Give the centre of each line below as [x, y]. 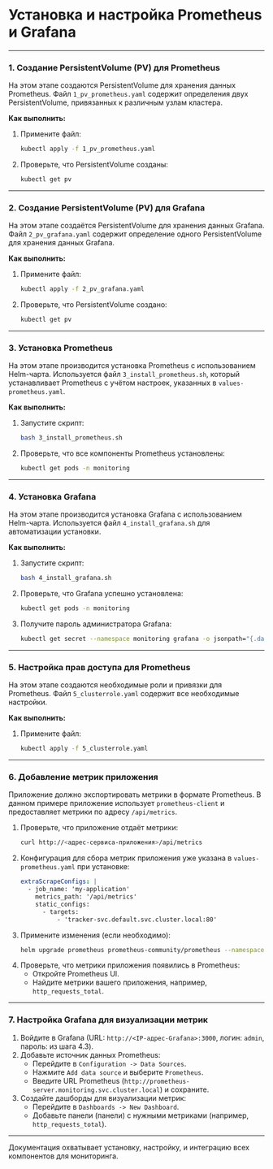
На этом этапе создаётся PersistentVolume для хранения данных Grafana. [136, 226]
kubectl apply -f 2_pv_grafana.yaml [82, 289]
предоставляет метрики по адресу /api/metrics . [93, 812]
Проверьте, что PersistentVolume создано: [94, 305]
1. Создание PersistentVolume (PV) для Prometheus [115, 67]
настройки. [28, 702]
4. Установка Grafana [52, 497]
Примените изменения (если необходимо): [95, 935]
